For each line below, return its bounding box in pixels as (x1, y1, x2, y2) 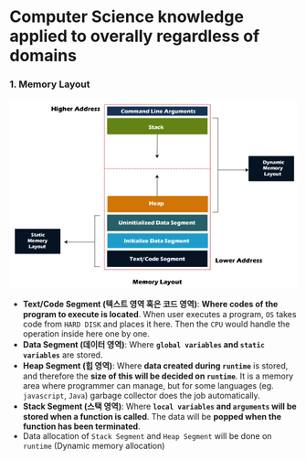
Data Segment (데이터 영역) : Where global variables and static (22, 339, 265, 350)
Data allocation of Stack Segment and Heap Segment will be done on (22, 431, 272, 442)
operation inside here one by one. (22, 328, 151, 339)
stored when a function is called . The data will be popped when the (22, 412, 281, 423)
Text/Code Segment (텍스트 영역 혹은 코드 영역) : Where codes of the (22, 299, 279, 310)
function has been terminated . (22, 421, 141, 432)
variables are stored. (22, 349, 103, 360)
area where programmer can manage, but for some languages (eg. (22, 380, 274, 391)
